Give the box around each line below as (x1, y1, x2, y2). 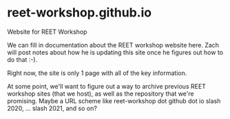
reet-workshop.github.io (7, 5, 152, 21)
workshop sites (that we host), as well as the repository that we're (7, 89, 194, 98)
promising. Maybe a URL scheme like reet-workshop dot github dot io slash (7, 96, 221, 105)
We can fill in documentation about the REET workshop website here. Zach (7, 41, 219, 49)
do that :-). (7, 55, 38, 63)
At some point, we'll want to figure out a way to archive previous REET (7, 82, 207, 90)
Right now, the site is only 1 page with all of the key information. (7, 69, 187, 77)
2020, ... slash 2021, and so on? (7, 104, 98, 112)
